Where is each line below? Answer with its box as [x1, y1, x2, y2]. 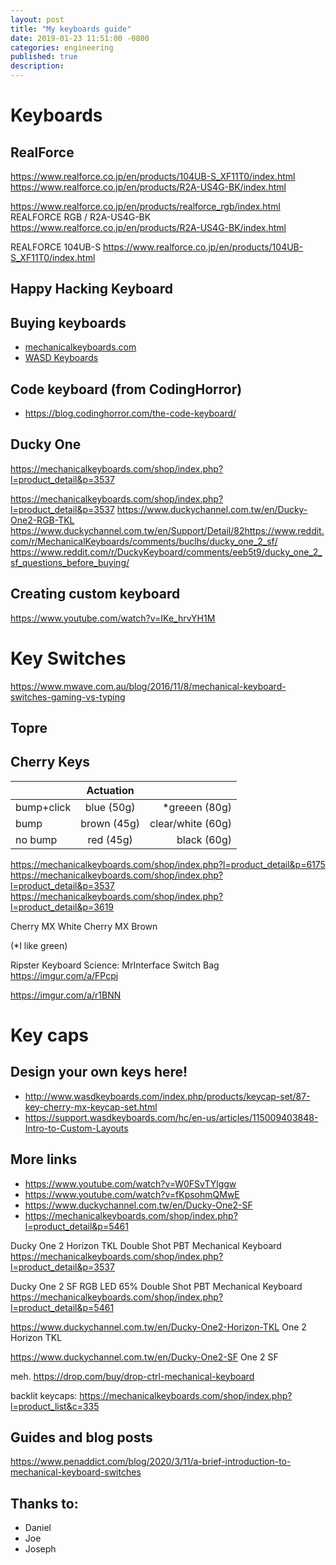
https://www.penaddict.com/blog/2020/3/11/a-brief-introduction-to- [10, 1456, 292, 1468]
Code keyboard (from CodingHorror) [10, 381, 243, 398]
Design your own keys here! [10, 1064, 188, 1081]
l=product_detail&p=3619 [10, 901, 115, 913]
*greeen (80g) [162, 800, 232, 814]
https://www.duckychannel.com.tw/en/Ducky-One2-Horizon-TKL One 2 [10, 1321, 307, 1333]
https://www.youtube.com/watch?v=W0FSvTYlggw [24, 1177, 237, 1190]
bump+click [15, 800, 72, 814]
